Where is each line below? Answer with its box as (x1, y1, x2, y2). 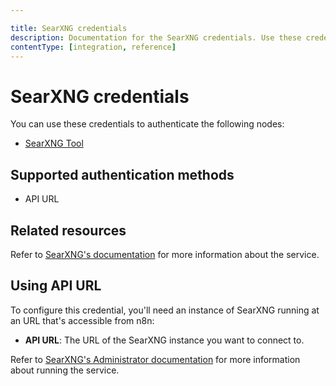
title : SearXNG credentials (10, 23, 128, 33)
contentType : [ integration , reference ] (10, 42, 177, 52)
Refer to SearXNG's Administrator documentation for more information (10, 353, 301, 365)
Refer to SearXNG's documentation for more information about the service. (10, 248, 320, 260)
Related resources (10, 222, 127, 239)
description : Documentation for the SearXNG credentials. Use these (10, 32, 302, 43)
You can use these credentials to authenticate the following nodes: (10, 118, 285, 130)
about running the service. (10, 364, 120, 376)
